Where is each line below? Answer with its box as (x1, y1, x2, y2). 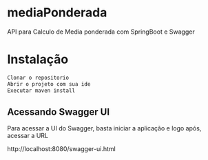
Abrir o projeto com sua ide (7, 80, 91, 87)
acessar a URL (7, 132, 49, 140)
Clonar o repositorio (7, 74, 70, 81)
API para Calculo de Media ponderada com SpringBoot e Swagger (7, 27, 195, 36)
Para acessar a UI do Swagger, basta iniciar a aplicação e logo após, (7, 124, 202, 133)
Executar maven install (7, 87, 76, 94)
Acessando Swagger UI (7, 106, 110, 117)
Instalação (7, 52, 69, 67)
